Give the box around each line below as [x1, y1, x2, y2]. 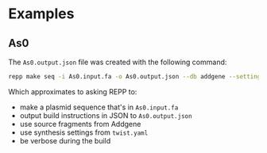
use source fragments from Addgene [19, 119, 141, 128]
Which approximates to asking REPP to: [8, 86, 137, 96]
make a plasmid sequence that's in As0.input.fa [19, 102, 179, 112]
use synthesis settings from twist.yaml [19, 128, 149, 137]
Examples [8, 5, 75, 23]
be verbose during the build [19, 136, 111, 145]
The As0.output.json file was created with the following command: [8, 57, 227, 67]
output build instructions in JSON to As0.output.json [19, 110, 192, 120]
